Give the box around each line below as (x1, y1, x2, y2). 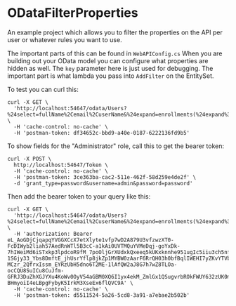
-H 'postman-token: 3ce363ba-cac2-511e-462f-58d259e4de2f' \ (13, 173, 197, 180)
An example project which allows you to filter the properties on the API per (7, 28, 223, 36)
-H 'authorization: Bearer (13, 230, 93, 237)
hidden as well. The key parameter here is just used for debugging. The (7, 64, 214, 72)
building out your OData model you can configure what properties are (7, 56, 209, 65)
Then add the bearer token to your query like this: (7, 192, 151, 201)
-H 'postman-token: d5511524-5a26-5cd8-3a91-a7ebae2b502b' (13, 291, 190, 299)
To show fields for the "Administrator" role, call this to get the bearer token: (7, 142, 225, 150)
